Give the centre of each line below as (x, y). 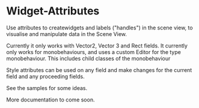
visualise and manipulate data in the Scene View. (67, 34)
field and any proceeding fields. (46, 76)
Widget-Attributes (53, 11)
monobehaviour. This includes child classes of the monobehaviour (88, 58)
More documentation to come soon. (51, 100)
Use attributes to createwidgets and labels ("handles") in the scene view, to (100, 28)
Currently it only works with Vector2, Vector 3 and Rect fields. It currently (97, 46)
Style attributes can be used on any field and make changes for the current (99, 70)
